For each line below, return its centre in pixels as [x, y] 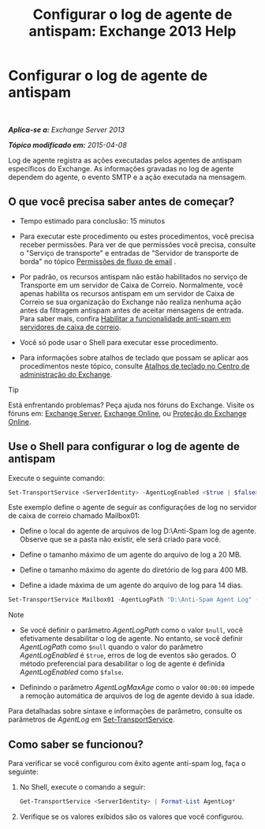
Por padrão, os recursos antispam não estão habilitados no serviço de [134, 276]
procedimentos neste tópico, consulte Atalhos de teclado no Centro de [134, 366]
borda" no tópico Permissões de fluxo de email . [98, 261]
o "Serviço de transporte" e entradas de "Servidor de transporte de [129, 253]
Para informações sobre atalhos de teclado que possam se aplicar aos [134, 358]
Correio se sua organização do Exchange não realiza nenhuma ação [131, 302]
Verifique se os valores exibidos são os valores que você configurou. [132, 816]
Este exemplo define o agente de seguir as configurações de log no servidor [132, 508]
